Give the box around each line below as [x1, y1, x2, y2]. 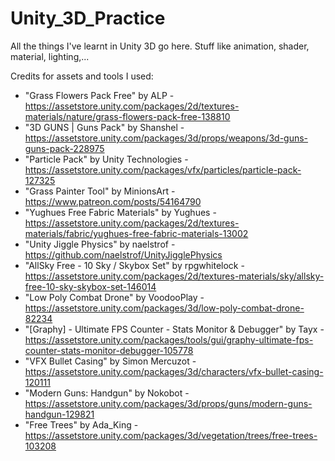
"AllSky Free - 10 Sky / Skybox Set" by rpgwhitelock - [24, 259, 245, 271]
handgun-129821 [24, 408, 95, 420]
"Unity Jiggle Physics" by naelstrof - [24, 238, 176, 250]
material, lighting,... [10, 50, 90, 62]
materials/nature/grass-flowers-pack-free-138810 [24, 110, 231, 122]
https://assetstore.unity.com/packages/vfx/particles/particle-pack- [24, 163, 302, 176]
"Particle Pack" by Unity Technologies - [24, 153, 189, 165]
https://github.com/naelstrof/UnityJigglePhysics [24, 248, 223, 261]
